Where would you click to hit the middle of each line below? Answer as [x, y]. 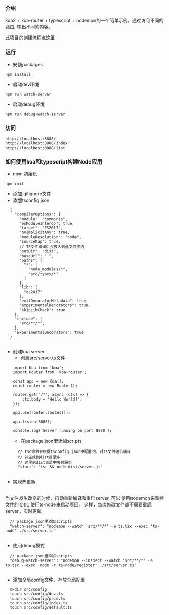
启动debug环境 [29, 104]
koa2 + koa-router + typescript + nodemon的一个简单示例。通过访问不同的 [85, 20]
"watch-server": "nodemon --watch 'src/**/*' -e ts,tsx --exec [79, 526]
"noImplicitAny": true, [44, 232]
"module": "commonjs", [43, 219]
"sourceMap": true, [40, 242]
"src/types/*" [43, 274]
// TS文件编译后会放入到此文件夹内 [52, 247]
